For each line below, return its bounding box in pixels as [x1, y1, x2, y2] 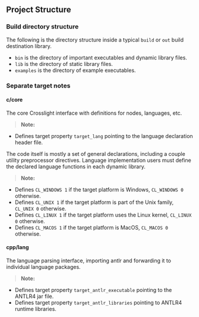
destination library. [6, 42, 52, 49]
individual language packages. [6, 263, 81, 271]
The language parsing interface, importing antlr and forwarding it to [6, 257, 171, 264]
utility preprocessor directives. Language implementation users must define [6, 156, 191, 164]
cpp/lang [6, 244, 29, 251]
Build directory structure [6, 23, 79, 31]
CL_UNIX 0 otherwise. [14, 205, 67, 212]
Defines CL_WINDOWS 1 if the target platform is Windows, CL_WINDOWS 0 [14, 186, 184, 193]
